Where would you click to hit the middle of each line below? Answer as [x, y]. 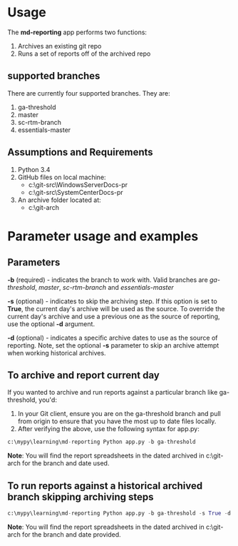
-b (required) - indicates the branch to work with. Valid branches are [108, 280]
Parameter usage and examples [103, 236]
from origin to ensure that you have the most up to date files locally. [117, 421]
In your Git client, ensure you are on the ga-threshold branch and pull [119, 414]
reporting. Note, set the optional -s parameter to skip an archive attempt [113, 345]
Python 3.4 [34, 169]
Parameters [34, 262]
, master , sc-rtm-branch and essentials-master [105, 287]
